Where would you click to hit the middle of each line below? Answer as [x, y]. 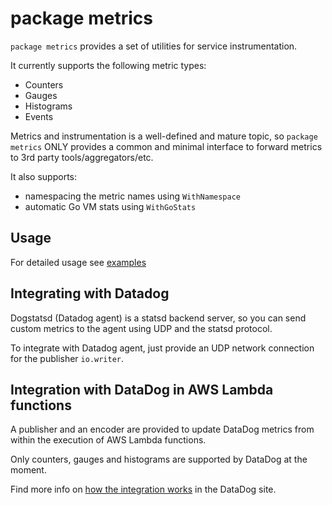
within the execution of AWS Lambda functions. [108, 440]
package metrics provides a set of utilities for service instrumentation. [154, 46]
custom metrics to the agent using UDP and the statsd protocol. [141, 328]
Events [39, 116]
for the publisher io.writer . [67, 358]
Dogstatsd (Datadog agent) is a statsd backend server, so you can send [158, 318]
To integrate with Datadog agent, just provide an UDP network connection [162, 348]
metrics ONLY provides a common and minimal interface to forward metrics [166, 146]
